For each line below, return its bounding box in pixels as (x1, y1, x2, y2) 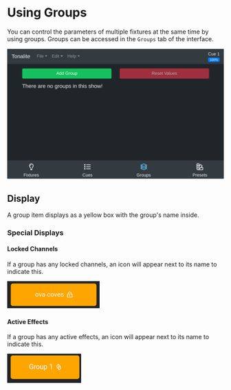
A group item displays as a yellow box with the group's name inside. (7, 211, 199, 219)
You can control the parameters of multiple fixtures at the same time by (7, 27, 209, 36)
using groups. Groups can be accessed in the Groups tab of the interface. (7, 34, 214, 43)
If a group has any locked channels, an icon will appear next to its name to (7, 260, 217, 268)
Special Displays (7, 228, 64, 238)
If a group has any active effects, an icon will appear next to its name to (7, 333, 210, 341)
